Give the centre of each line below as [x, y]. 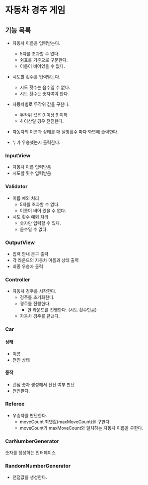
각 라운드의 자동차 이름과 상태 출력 [45, 260]
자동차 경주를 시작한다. [34, 291]
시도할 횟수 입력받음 [32, 173]
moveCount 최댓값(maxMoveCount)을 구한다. [65, 422]
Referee [15, 404]
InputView [18, 155]
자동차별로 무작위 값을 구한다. [41, 104]
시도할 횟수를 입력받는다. [36, 77]
